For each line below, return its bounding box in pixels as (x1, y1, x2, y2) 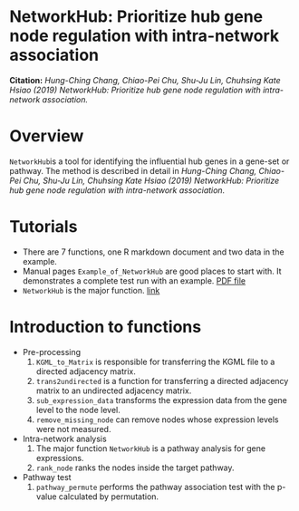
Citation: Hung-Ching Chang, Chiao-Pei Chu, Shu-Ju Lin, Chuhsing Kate (9, 74, 281, 85)
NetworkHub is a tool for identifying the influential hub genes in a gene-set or (9, 156, 290, 167)
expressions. (35, 452, 84, 463)
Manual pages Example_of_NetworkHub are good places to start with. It (22, 265, 283, 276)
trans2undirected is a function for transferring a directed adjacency (35, 375, 289, 386)
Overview (9, 126, 84, 147)
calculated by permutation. (58, 491, 159, 502)
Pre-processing (22, 346, 82, 357)
